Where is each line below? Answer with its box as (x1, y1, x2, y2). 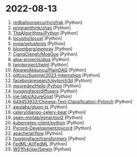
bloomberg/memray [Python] (12, 46, 72, 52)
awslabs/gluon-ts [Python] (12, 104, 68, 110)
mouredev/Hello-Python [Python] (12, 82, 81, 88)
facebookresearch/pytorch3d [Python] (12, 78, 92, 83)
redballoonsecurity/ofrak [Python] (12, 19, 82, 25)
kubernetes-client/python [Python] (12, 120, 84, 126)
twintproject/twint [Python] (12, 62, 68, 68)
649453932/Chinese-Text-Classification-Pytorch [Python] (12, 98, 133, 104)
